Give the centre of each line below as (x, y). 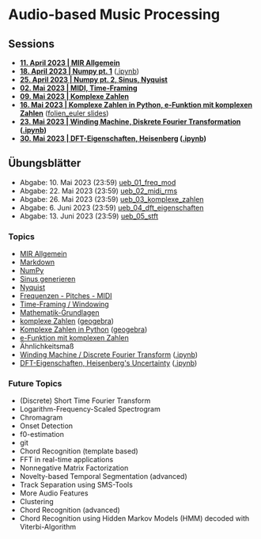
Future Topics (35, 384)
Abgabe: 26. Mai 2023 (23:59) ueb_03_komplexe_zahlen (112, 199)
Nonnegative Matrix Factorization (74, 468)
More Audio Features (54, 493)
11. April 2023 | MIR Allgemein (70, 63)
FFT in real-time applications (66, 460)
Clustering (36, 502)
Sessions (32, 44)
